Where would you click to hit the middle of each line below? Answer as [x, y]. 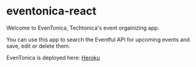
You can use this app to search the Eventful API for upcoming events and [98, 39]
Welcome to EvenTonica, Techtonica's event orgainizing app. [83, 28]
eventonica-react [51, 11]
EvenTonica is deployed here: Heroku [53, 57]
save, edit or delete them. [38, 46]
